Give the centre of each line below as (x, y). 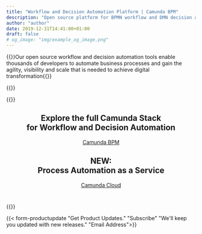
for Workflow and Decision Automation (101, 128)
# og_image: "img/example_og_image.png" (58, 40)
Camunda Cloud (101, 185)
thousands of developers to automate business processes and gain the (94, 63)
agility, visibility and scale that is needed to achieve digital (78, 69)
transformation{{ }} (29, 76)
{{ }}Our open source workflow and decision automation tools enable (91, 57)
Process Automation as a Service (101, 171)
